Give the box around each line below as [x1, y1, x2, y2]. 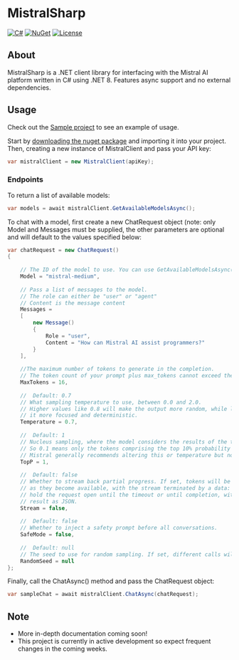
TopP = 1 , [20, 458, 50, 466]
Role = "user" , [45, 332, 91, 340]
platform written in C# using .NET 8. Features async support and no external [7, 75, 231, 84]
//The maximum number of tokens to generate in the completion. [20, 365, 215, 373]
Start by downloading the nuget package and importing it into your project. [7, 137, 226, 145]
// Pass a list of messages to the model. [20, 286, 148, 293]
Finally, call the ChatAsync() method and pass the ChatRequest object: [7, 577, 215, 585]
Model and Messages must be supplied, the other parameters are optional [7, 225, 225, 234]
